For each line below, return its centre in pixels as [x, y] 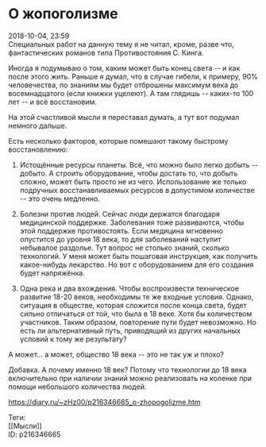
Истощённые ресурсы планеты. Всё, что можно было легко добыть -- [139, 164]
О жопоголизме [63, 14]
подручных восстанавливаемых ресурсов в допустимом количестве [137, 190]
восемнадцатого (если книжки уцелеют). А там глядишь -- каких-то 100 [131, 93]
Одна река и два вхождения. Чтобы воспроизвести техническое [129, 288]
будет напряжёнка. [52, 273]
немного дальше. [38, 125]
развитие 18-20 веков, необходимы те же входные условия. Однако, [137, 297]
